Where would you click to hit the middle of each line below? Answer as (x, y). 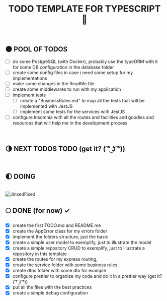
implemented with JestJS (46, 106)
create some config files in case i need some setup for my (73, 72)
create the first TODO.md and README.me (57, 225)
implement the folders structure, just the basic (60, 236)
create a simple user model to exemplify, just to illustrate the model (82, 242)
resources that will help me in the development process (70, 123)
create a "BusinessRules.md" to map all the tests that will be (82, 101)
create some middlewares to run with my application (67, 89)
